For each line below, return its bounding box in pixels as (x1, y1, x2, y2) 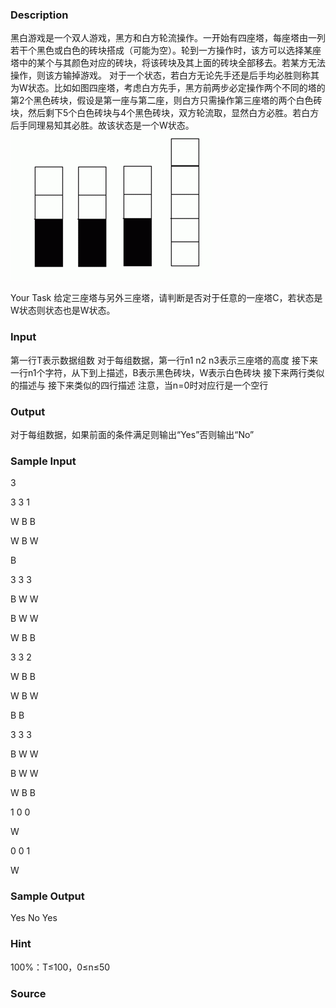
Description (10, 8, 69, 22)
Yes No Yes (10, 912, 58, 924)
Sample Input (10, 454, 77, 468)
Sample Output (10, 889, 85, 903)
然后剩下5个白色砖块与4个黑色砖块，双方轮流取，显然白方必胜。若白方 (27, 107, 320, 119)
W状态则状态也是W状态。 (10, 304, 116, 317)
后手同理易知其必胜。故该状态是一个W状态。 (10, 119, 195, 132)
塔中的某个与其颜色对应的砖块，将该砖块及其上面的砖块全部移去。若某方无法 (10, 57, 326, 69)
